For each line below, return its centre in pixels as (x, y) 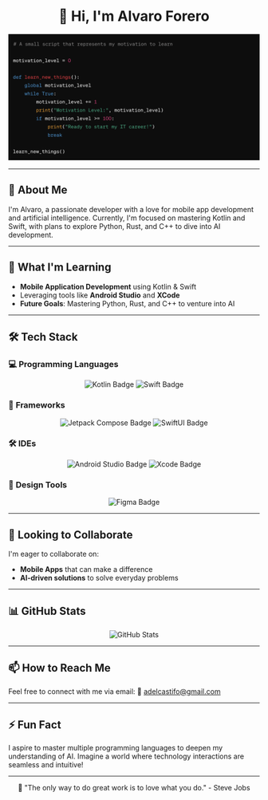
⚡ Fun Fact (35, 725)
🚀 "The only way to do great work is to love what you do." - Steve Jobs (134, 788)
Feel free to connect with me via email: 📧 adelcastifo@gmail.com (114, 691)
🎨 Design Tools (38, 484)
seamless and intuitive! (46, 765)
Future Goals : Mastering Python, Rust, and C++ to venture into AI (127, 303)
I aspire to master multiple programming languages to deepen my (116, 748)
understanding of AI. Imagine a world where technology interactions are (126, 756)
